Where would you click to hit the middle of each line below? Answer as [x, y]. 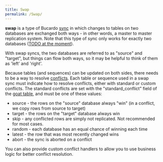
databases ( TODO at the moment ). [39, 43]
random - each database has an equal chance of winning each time [80, 129]
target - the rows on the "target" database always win [66, 113]
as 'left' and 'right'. [24, 63]
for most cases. [28, 124]
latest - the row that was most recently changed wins [65, 134]
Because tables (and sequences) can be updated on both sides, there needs [82, 73]
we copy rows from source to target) [49, 108]
